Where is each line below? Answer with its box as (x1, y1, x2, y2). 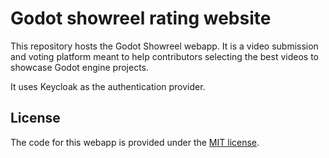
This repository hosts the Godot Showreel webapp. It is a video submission (10, 40, 319, 52)
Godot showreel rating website (10, 7, 272, 30)
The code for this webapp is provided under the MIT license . (10, 136, 260, 148)
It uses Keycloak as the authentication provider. (10, 80, 206, 92)
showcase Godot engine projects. (10, 61, 150, 73)
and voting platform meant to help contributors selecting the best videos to (10, 50, 319, 62)
